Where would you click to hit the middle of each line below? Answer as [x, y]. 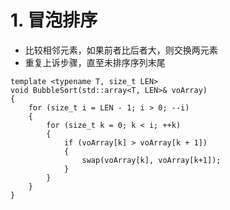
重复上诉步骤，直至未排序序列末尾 [95, 62]
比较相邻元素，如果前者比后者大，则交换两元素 [121, 50]
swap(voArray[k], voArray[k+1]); [151, 160]
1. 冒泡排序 [54, 20]
